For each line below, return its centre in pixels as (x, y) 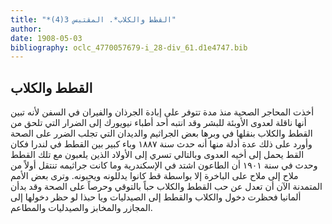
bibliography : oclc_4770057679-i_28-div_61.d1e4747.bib (129, 47)
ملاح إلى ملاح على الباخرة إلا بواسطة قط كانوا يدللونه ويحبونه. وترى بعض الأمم (154, 176)
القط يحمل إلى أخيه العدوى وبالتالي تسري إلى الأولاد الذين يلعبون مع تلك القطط (157, 155)
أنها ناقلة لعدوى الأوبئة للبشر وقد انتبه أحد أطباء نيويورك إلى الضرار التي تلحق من (158, 123)
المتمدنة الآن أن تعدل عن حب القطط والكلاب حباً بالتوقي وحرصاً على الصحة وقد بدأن (166, 187)
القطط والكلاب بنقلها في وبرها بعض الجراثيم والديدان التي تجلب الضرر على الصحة (161, 133)
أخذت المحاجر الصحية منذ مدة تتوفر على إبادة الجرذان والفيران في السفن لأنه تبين (162, 112)
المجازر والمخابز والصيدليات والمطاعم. (81, 208)
